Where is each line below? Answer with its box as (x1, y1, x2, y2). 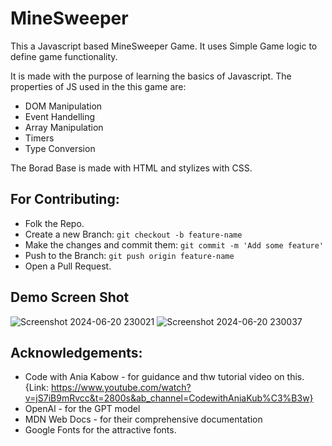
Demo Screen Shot (10, 289, 130, 306)
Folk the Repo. (24, 217, 85, 229)
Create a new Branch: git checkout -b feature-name (24, 228, 243, 240)
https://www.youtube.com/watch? (51, 382, 192, 394)
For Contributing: (10, 191, 120, 208)
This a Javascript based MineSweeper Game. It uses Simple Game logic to (10, 40, 318, 52)
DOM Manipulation (24, 100, 103, 112)
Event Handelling (24, 110, 96, 122)
